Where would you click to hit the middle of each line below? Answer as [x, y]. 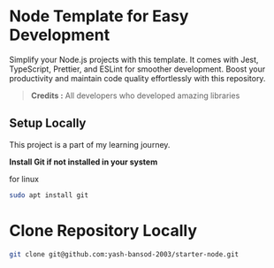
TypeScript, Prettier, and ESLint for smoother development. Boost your [137, 69]
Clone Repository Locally [103, 230]
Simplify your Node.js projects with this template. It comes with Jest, [134, 59]
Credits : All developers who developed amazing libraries [135, 96]
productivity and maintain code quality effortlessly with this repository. [137, 78]
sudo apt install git [49, 195]
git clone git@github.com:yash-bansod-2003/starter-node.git [124, 254]
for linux [24, 179]
